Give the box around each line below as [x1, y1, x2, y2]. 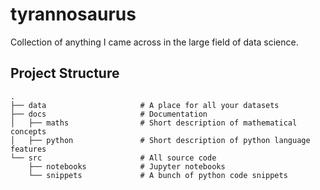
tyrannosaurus [10, 3, 137, 26]
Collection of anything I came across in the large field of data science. [10, 36, 299, 48]
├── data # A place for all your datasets [10, 100, 280, 110]
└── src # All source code [10, 153, 217, 163]
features [10, 144, 47, 154]
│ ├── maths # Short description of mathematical [10, 118, 298, 128]
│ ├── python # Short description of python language [10, 135, 311, 145]
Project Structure [10, 65, 120, 82]
